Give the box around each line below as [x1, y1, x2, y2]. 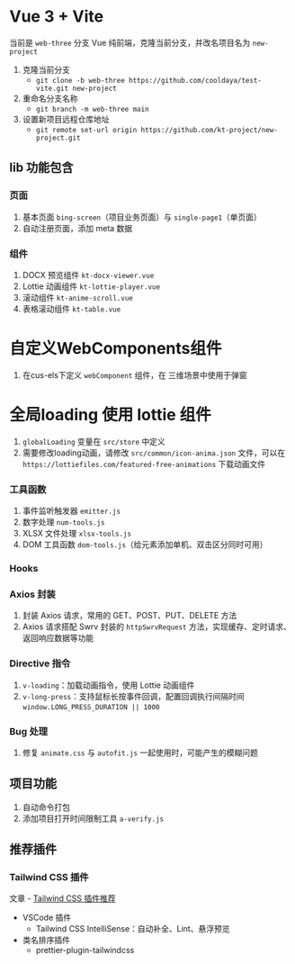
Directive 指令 [9, 657, 71, 670]
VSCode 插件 [22, 912, 72, 923]
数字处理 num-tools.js [22, 517, 105, 527]
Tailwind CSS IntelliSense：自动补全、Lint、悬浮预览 [35, 923, 230, 934]
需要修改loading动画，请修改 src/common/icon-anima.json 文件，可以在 [22, 447, 286, 458]
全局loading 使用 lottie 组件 [9, 405, 211, 425]
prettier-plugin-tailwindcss [35, 945, 135, 956]
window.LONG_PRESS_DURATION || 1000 [22, 702, 160, 712]
